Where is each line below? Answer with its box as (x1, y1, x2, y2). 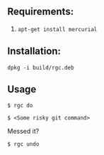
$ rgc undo (7, 141, 40, 148)
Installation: (7, 46, 62, 58)
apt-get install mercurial (17, 26, 98, 33)
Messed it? (7, 127, 40, 136)
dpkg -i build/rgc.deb (7, 64, 74, 71)
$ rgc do (7, 102, 33, 109)
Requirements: (7, 6, 74, 18)
